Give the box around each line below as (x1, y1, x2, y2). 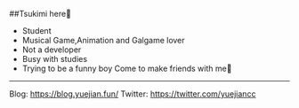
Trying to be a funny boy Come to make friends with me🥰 (21, 63, 232, 73)
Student (21, 26, 52, 35)
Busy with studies (21, 54, 87, 64)
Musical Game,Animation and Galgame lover (21, 35, 185, 45)
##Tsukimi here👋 (9, 9, 71, 19)
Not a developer (21, 44, 82, 55)
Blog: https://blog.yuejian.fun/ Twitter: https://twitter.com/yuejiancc (9, 89, 256, 99)
